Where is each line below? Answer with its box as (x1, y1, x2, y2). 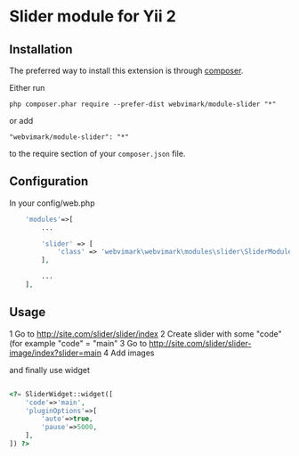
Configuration (9, 174, 89, 189)
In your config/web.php (9, 198, 95, 208)
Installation (9, 42, 73, 57)
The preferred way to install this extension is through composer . (9, 65, 244, 76)
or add (9, 116, 34, 126)
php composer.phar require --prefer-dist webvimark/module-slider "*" (9, 100, 277, 109)
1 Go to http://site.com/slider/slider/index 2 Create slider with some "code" (9, 328, 282, 339)
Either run (9, 83, 45, 93)
